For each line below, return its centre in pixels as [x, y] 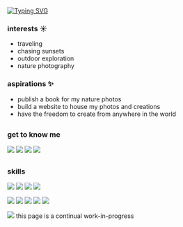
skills [16, 171]
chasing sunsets [41, 51]
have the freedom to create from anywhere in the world [96, 114]
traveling [30, 44]
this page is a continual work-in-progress [75, 216]
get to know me [34, 134]
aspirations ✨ [31, 84]
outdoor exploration [46, 58]
